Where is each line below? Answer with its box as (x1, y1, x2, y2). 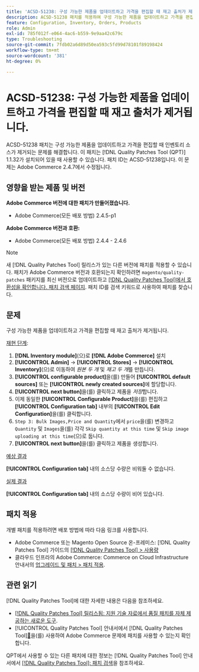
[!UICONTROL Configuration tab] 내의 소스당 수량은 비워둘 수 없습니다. (6, 465, 175, 472)
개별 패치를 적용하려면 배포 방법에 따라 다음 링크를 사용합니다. (6, 526, 149, 533)
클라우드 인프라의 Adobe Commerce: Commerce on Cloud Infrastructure (14, 553, 189, 560)
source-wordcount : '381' (6, 53, 68, 59)
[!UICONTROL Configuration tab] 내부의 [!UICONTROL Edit (14, 403, 160, 410)
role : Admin (6, 25, 36, 31)
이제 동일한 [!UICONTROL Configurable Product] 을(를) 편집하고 (14, 396, 168, 403)
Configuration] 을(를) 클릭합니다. (14, 410, 92, 418)
